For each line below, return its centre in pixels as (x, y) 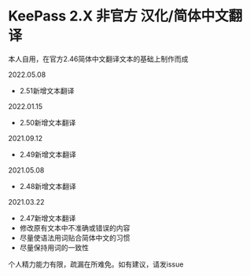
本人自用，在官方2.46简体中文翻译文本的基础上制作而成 (98, 59)
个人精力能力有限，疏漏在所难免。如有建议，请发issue (96, 264)
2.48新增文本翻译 (48, 186)
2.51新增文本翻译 (47, 90)
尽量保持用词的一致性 (54, 247)
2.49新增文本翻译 (48, 154)
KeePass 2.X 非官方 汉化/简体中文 (119, 16)
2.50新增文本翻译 (48, 122)
